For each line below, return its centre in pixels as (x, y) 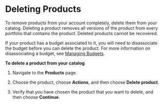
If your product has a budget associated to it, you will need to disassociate (81, 43)
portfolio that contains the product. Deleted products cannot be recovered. (82, 33)
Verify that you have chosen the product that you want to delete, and (83, 92)
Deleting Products (43, 9)
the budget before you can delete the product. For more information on (78, 48)
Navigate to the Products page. (44, 72)
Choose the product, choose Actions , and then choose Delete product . (86, 82)
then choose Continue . (36, 97)
